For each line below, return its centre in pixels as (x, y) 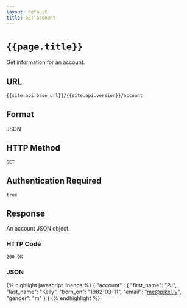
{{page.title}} (45, 47)
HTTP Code (24, 244)
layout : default (27, 12)
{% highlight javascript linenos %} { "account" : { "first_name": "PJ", (91, 285)
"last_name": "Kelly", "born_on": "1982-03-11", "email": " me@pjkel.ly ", (94, 292)
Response (26, 214)
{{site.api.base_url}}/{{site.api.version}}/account (75, 96)
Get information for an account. (46, 62)
